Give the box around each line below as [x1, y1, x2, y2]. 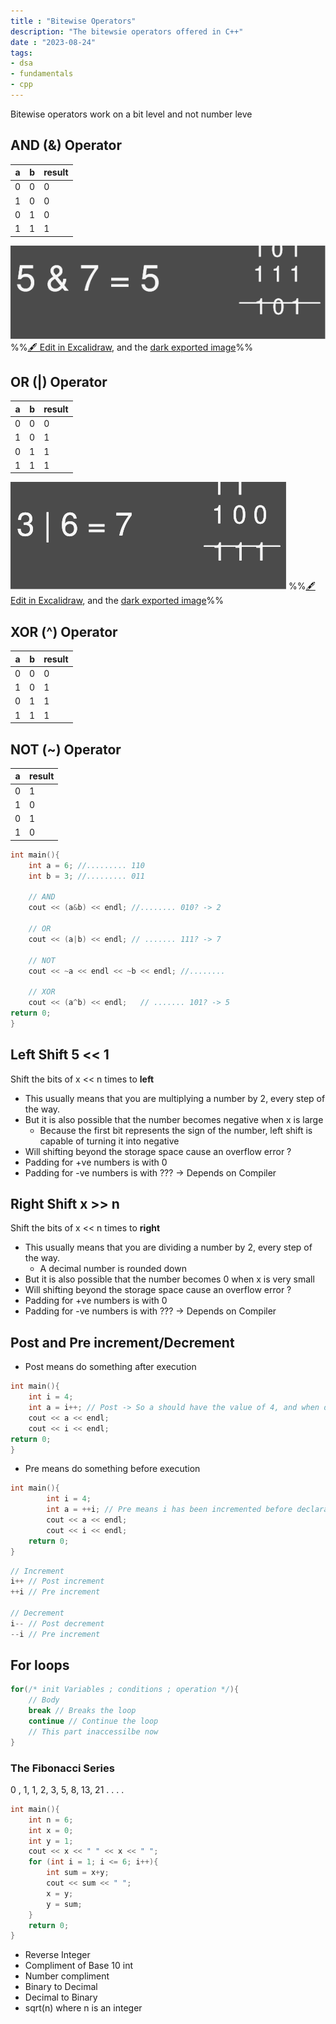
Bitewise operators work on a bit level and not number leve [10, 108, 253, 120]
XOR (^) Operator [10, 623, 118, 640]
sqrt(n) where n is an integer [24, 2002, 143, 2014]
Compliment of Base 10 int [24, 1960, 133, 1972]
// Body [28, 1695, 60, 1705]
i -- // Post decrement [10, 1618, 105, 1629]
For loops [10, 1657, 70, 1674]
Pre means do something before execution [24, 1463, 201, 1475]
